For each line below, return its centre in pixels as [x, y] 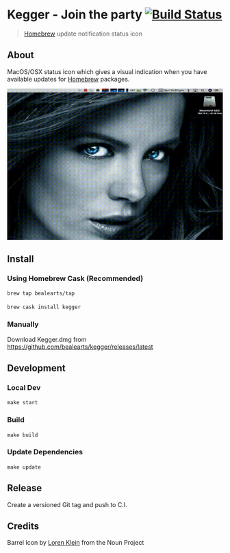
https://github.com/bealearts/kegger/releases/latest [80, 347]
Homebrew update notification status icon [83, 34]
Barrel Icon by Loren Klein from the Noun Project [76, 543]
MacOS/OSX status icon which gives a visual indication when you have [107, 71]
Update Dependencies [45, 452]
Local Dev [24, 387]
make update [24, 467]
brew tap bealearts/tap [41, 294]
